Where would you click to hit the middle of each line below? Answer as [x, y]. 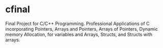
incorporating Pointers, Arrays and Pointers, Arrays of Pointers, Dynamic [82, 29]
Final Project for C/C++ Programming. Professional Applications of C [77, 23]
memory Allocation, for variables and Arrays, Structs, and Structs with [79, 34]
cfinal [18, 9]
